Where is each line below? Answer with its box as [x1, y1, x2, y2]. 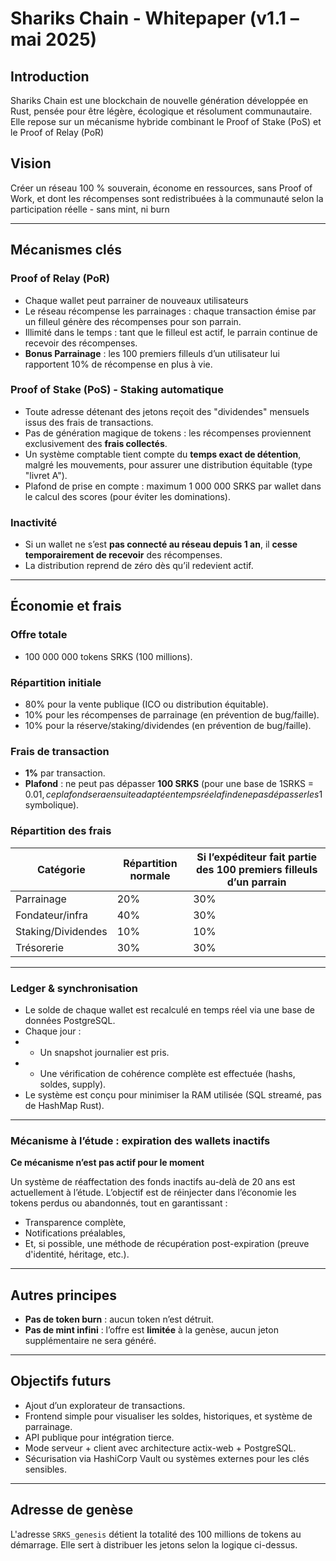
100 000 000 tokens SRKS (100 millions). [24, 650, 193, 662]
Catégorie [36, 862, 86, 876]
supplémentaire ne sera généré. [24, 1335, 157, 1347]
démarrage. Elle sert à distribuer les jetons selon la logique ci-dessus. [10, 1538, 298, 1551]
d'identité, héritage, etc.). [24, 1248, 130, 1261]
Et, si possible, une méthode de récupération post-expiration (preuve [24, 1238, 310, 1250]
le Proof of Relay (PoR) [10, 127, 105, 138]
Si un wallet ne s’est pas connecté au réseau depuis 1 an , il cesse [24, 538, 298, 551]
